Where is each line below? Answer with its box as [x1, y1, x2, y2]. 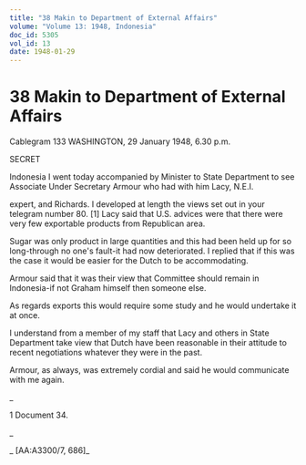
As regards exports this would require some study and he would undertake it [9, 300, 297, 311]
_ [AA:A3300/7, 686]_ [9, 445, 90, 456]
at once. [9, 310, 41, 321]
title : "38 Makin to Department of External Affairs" [9, 13, 219, 23]
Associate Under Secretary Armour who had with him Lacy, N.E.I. [9, 181, 254, 192]
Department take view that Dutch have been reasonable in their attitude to [9, 337, 287, 348]
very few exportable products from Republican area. [9, 218, 206, 229]
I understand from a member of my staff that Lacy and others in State [9, 327, 270, 338]
